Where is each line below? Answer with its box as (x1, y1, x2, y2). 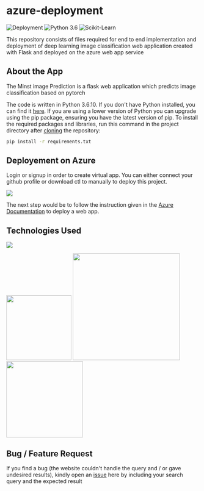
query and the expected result (6, 478, 82, 485)
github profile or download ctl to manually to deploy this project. (6, 178, 168, 185)
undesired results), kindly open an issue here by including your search (6, 471, 183, 479)
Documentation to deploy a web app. (6, 208, 100, 215)
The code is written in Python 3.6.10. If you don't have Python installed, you (6, 101, 195, 108)
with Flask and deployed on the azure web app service (6, 48, 144, 56)
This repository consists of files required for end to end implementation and (6, 35, 197, 43)
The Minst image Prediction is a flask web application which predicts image (6, 82, 196, 90)
